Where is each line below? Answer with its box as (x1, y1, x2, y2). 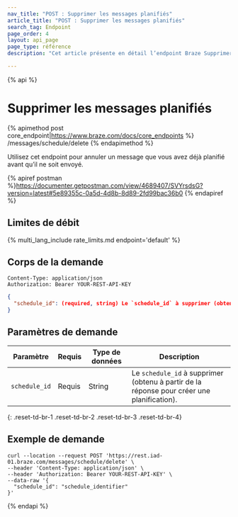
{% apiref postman (7, 174, 62, 182)
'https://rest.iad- (105, 452, 163, 459)
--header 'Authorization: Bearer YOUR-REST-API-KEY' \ (7, 470, 173, 478)
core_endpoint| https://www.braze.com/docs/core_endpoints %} (7, 131, 195, 140)
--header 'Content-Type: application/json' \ (7, 465, 144, 472)
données (91, 356, 122, 365)
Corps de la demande (7, 256, 104, 268)
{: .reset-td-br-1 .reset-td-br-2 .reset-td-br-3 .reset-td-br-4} (7, 412, 182, 421)
